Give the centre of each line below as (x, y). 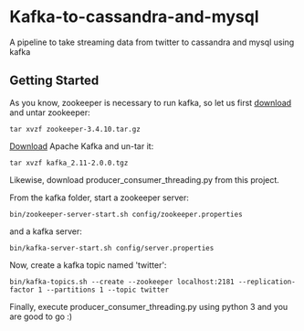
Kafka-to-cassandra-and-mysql (134, 17)
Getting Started (54, 81)
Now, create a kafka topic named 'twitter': (88, 265)
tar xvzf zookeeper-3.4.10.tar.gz (75, 129)
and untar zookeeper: (50, 112)
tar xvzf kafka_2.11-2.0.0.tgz (69, 163)
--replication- (267, 282)
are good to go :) (41, 316)
